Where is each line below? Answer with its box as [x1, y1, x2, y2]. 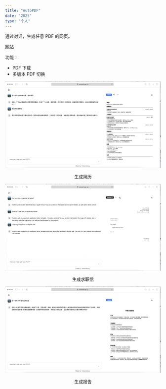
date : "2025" [5, 13, 32, 18]
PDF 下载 [12, 65, 31, 71]
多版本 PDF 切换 [12, 71, 45, 77]
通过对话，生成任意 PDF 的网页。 [5, 33, 73, 39]
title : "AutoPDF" [5, 8, 41, 13]
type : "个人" [5, 18, 31, 23]
